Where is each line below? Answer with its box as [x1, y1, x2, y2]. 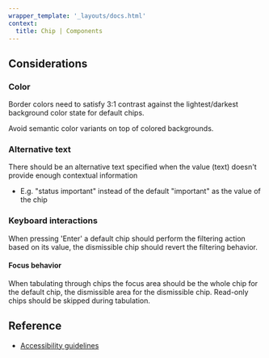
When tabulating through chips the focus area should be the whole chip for [8, 278, 258, 288]
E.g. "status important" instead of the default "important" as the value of [19, 187, 261, 196]
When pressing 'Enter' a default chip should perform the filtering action [8, 234, 246, 243]
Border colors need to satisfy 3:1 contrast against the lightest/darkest [8, 99, 238, 109]
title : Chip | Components [15, 27, 103, 35]
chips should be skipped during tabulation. [8, 296, 151, 305]
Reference [8, 319, 62, 333]
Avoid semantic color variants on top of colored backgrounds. [8, 124, 214, 133]
